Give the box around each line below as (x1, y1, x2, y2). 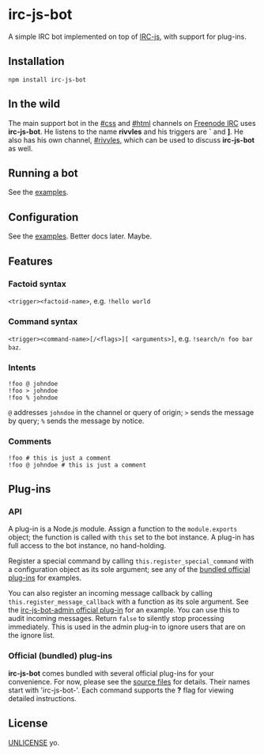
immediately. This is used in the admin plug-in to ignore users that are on (8, 622, 246, 631)
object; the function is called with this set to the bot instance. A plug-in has (8, 532, 255, 542)
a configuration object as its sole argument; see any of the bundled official (8, 565, 251, 574)
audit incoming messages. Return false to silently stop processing (8, 614, 224, 623)
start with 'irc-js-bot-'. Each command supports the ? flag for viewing (8, 685, 235, 695)
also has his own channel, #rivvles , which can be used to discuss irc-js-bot (8, 135, 255, 144)
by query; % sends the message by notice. (8, 416, 145, 425)
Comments (8, 436, 51, 447)
